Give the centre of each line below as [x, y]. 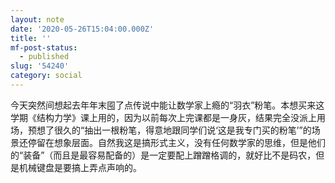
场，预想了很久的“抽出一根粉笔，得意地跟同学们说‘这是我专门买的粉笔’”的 [161, 130]
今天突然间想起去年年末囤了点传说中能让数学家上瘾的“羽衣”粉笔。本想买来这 [167, 105]
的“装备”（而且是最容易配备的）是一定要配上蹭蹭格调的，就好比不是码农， [163, 155]
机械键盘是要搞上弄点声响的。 [80, 167]
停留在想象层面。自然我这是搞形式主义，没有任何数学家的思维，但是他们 [176, 142]
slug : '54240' [40, 66]
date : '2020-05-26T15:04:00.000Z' [82, 29]
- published [44, 57]
